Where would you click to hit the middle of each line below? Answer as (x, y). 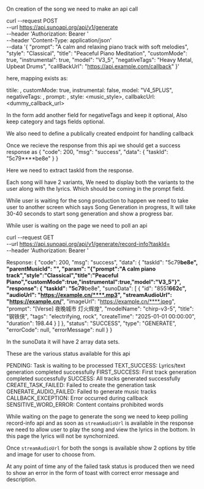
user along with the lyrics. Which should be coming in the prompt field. (96, 189)
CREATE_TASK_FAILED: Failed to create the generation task (81, 385)
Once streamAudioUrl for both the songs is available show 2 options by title (101, 448)
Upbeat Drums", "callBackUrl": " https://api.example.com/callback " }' (93, 66)
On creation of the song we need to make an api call (72, 9)
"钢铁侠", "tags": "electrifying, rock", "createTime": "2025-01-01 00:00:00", (101, 316)
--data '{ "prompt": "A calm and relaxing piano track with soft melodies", (97, 47)
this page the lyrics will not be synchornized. (63, 436)
